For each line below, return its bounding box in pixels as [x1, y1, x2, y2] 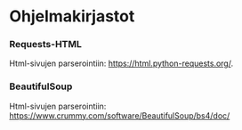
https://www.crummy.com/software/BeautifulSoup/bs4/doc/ [9, 110, 230, 121]
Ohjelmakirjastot [9, 6, 135, 27]
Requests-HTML [9, 38, 83, 51]
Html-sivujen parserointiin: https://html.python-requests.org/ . [9, 58, 234, 69]
